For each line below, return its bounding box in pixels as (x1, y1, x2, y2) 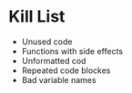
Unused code (21, 36, 73, 47)
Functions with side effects (21, 45, 124, 56)
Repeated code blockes (21, 65, 111, 76)
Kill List (8, 6, 66, 27)
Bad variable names (21, 74, 96, 85)
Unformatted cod (21, 55, 86, 66)
